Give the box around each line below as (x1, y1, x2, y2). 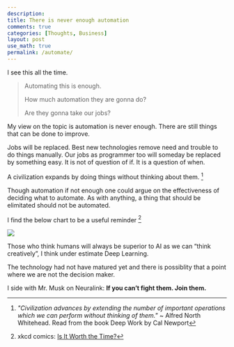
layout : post (7, 36, 45, 43)
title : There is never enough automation (7, 17, 130, 24)
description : (7, 10, 45, 17)
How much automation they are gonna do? (24, 95, 147, 103)
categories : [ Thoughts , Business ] (7, 29, 108, 37)
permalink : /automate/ (7, 49, 73, 56)
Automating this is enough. (24, 82, 102, 90)
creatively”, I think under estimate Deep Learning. (7, 249, 149, 258)
